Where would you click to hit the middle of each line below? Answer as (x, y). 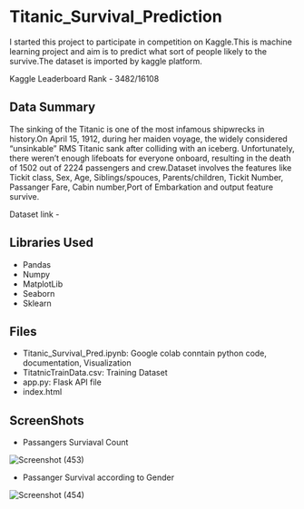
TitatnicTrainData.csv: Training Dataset (95, 373)
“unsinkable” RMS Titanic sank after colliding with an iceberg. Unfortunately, (152, 148)
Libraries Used (51, 243)
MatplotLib (43, 284)
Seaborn (39, 293)
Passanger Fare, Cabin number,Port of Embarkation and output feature (142, 187)
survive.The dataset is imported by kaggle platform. (106, 61)
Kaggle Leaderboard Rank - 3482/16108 (84, 78)
